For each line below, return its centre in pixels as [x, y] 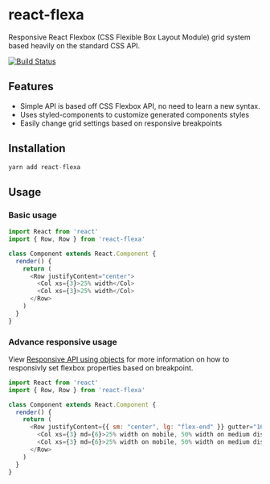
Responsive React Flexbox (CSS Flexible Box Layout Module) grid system [129, 37]
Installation [37, 149]
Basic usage [33, 215]
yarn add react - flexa [45, 167]
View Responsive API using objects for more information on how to [119, 359]
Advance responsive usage [63, 341]
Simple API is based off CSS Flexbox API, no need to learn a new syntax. [140, 105]
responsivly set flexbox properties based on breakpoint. [101, 367]
